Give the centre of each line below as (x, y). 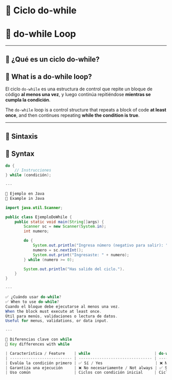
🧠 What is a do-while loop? (49, 77)
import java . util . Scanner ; (34, 207)
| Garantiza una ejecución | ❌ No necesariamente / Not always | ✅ (84, 368)
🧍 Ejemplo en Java (25, 194)
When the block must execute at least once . (53, 311)
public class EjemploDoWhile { (39, 217)
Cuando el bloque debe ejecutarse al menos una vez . (63, 307)
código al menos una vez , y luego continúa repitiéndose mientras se (78, 94)
